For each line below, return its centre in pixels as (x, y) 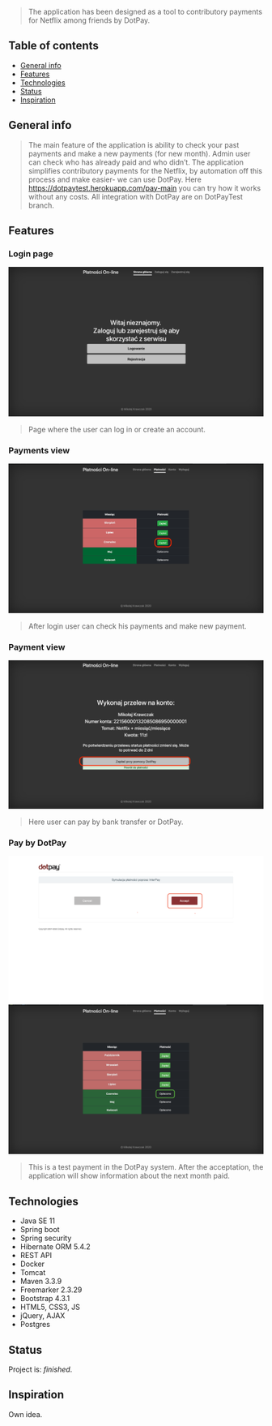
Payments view (39, 450)
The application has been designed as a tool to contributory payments (145, 12)
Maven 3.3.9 (41, 1282)
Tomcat (33, 1273)
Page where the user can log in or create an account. (117, 429)
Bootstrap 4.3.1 (45, 1299)
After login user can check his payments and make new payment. (137, 626)
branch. (41, 205)
